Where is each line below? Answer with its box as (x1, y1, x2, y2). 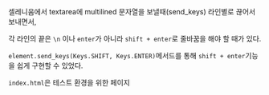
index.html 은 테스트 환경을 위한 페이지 (8, 78, 130, 87)
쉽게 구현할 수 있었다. (16, 61, 84, 70)
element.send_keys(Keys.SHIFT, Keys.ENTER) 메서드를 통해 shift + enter (8, 51, 246, 60)
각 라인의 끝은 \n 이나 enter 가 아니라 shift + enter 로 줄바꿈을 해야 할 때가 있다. (8, 34, 262, 43)
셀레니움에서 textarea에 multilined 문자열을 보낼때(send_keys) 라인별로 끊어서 (8, 7, 255, 16)
